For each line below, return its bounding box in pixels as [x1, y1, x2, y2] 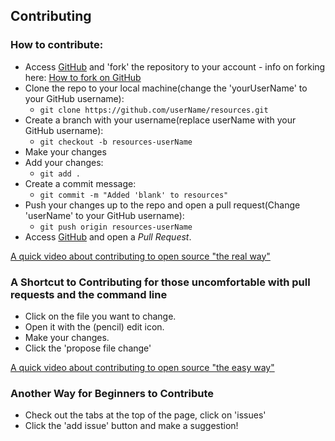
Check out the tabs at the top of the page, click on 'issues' [24, 409, 267, 421]
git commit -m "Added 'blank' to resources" [39, 190, 229, 200]
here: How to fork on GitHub [24, 71, 142, 83]
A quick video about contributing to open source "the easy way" [10, 361, 275, 373]
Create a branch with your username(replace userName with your [24, 114, 297, 126]
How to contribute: [10, 38, 104, 52]
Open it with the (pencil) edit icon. [24, 320, 165, 333]
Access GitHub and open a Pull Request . [24, 230, 192, 243]
